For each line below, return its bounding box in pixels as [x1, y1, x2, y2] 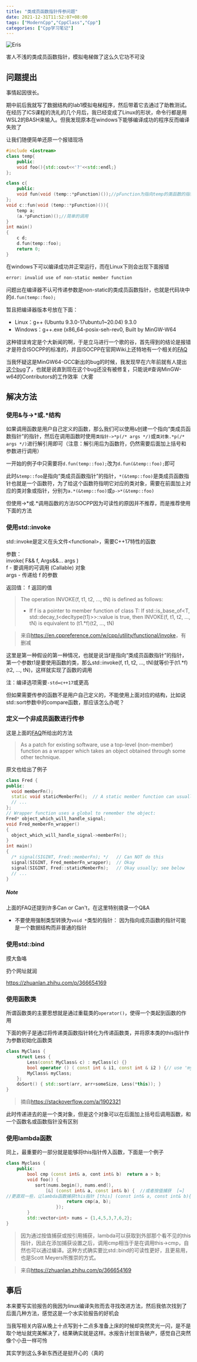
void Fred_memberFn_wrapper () [6, 821, 80, 827]
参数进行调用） [6, 448, 42, 455]
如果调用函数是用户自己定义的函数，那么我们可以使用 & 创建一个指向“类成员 [6, 425, 186, 433]
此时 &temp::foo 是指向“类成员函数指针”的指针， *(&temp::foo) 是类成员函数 [6, 472, 185, 480]
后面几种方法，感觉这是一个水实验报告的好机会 [6, 1310, 119, 1317]
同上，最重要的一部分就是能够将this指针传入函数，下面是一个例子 [6, 1149, 164, 1156]
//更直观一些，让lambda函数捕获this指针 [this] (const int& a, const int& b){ [6, 1193, 192, 1199]
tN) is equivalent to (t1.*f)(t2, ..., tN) [29, 619, 114, 627]
